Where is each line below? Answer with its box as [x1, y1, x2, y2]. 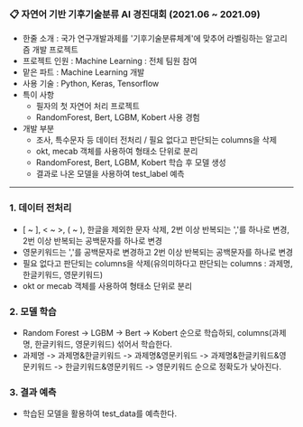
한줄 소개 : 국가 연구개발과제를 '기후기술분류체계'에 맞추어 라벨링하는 [22, 33, 264, 44]
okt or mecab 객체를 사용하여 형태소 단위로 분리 [22, 280, 192, 291]
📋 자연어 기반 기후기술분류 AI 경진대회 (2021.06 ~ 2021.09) [9, 7, 261, 20]
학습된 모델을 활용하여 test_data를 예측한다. [22, 408, 178, 419]
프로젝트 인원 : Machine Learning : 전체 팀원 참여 [22, 56, 197, 67]
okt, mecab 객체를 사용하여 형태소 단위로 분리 [35, 146, 198, 157]
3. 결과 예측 [9, 385, 57, 398]
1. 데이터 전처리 [9, 201, 72, 214]
